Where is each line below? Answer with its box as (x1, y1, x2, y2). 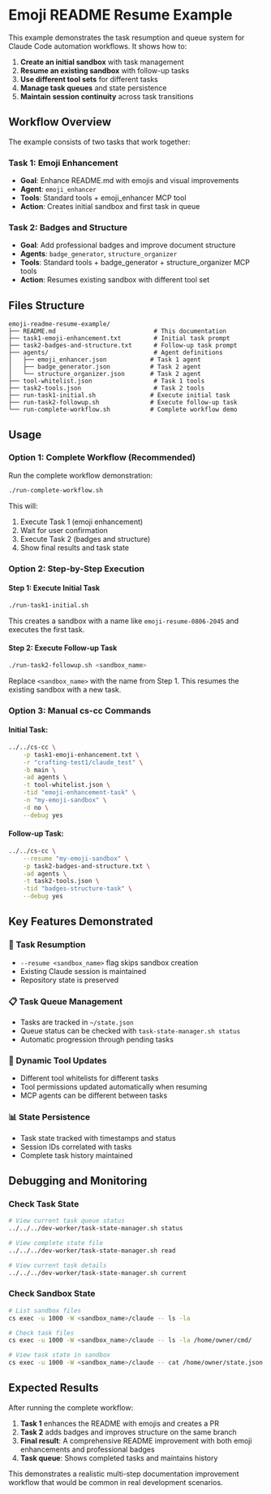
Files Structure (8, 299, 85, 312)
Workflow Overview (8, 116, 112, 129)
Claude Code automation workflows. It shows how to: (8, 41, 187, 50)
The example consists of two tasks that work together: (8, 137, 191, 146)
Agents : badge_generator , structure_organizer (19, 249, 178, 259)
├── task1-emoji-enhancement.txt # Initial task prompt (8, 334, 230, 343)
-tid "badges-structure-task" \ (23, 885, 132, 893)
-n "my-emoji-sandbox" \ (23, 796, 107, 805)
